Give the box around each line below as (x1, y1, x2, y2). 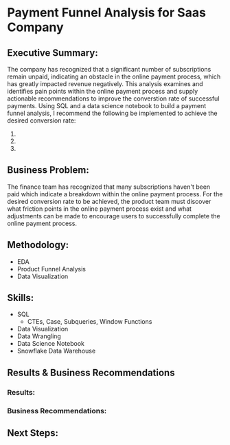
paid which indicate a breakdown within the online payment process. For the (7, 189, 223, 198)
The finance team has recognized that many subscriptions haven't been (7, 183, 211, 191)
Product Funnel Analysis (16, 265, 86, 273)
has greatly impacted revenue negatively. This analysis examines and (7, 80, 203, 87)
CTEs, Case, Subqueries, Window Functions (27, 318, 152, 326)
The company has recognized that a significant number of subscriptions (7, 65, 211, 73)
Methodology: (7, 239, 69, 251)
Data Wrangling (16, 332, 62, 340)
